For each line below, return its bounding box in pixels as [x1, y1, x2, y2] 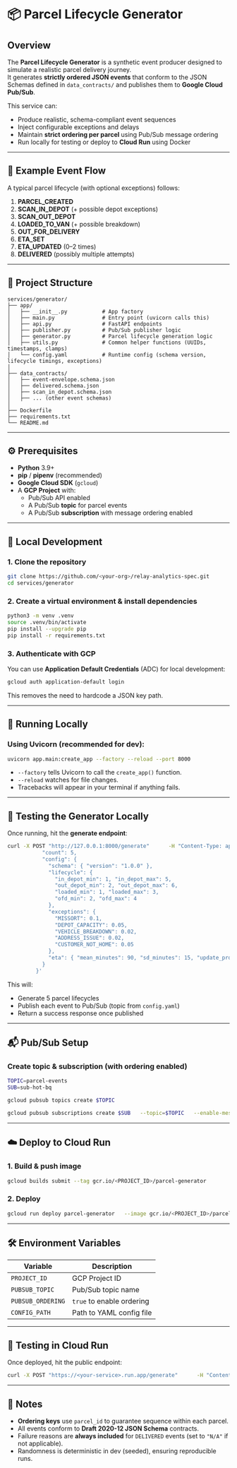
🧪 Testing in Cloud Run [7, 1339, 109, 1351]
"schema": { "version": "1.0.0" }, [48, 862, 153, 869]
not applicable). [17, 1439, 63, 1448]
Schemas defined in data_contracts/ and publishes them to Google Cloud [7, 80, 224, 89]
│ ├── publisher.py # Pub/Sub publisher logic [7, 326, 181, 333]
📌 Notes [7, 1398, 43, 1410]
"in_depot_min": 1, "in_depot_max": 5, [54, 876, 172, 883]
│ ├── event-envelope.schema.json [7, 376, 115, 383]
